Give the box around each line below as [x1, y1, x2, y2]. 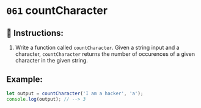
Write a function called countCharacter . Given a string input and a [15, 44, 180, 51]
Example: [6, 74, 43, 85]
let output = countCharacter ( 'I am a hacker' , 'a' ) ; [6, 90, 144, 96]
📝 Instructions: [6, 28, 64, 38]
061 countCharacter [6, 4, 108, 18]
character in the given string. [15, 57, 89, 64]
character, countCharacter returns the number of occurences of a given [15, 50, 196, 58]
